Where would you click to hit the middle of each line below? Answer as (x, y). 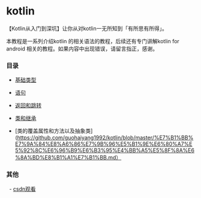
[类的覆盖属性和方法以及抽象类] (54, 131)
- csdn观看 (22, 189)
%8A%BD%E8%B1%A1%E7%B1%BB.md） (68, 158)
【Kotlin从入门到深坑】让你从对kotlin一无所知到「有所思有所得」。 (87, 28)
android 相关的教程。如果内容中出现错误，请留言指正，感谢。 (82, 49)
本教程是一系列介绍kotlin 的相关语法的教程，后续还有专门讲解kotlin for (93, 41)
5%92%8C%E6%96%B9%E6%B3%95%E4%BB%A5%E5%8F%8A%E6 (105, 151)
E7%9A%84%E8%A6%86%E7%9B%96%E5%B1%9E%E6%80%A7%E (103, 144)
